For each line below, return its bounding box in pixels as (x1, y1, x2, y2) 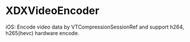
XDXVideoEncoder (5, 4, 100, 17)
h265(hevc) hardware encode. (5, 29, 80, 36)
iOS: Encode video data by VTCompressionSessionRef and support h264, (5, 23, 184, 30)
